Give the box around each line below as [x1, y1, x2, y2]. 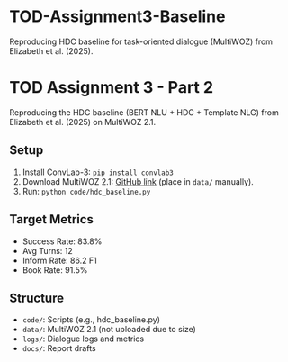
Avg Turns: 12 [22, 245, 74, 256]
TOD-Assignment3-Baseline [9, 6, 226, 27]
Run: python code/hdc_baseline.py [22, 186, 151, 196]
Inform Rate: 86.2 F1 [22, 255, 97, 266]
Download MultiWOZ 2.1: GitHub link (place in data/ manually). [22, 176, 254, 186]
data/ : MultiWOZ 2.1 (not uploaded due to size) [22, 324, 196, 335]
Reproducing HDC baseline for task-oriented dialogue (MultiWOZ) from [9, 36, 273, 47]
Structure [9, 290, 65, 305]
